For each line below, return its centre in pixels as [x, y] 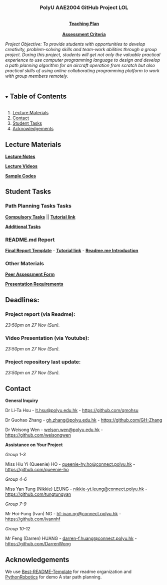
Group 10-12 [18, 529]
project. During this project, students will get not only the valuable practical [83, 55]
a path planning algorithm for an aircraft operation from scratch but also [80, 65]
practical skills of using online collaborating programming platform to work [82, 71]
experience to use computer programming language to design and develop [82, 60]
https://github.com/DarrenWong [38, 544]
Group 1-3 [15, 455]
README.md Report [30, 240]
